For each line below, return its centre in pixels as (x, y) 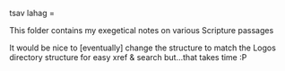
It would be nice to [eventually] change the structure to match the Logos (142, 48)
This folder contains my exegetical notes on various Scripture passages (142, 30)
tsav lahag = (32, 13)
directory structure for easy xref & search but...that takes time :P (128, 57)
